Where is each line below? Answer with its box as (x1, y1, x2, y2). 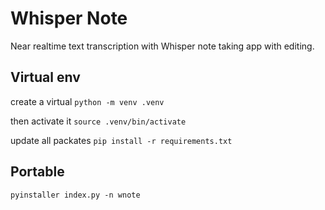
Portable (10, 163, 65, 181)
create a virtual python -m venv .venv (10, 95, 165, 107)
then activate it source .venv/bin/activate (10, 115, 187, 127)
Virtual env (10, 69, 81, 86)
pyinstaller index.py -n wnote (10, 190, 141, 200)
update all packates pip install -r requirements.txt (10, 134, 233, 146)
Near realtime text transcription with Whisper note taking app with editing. (10, 40, 315, 52)
